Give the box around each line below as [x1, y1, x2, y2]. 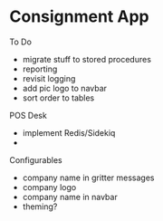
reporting [22, 63, 58, 74]
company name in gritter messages [22, 172, 155, 183]
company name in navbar [22, 191, 118, 202]
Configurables [9, 154, 62, 165]
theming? [22, 201, 58, 212]
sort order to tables [22, 92, 95, 103]
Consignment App [9, 6, 149, 27]
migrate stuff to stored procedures [22, 53, 152, 64]
